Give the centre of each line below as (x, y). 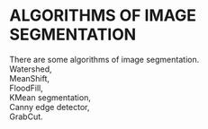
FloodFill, (26, 88)
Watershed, (31, 69)
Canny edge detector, (50, 107)
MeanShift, (30, 78)
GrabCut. (26, 116)
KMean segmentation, (50, 97)
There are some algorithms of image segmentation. (104, 59)
